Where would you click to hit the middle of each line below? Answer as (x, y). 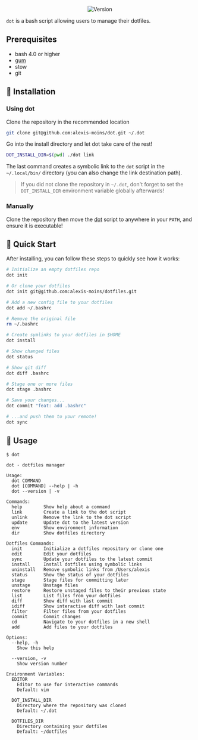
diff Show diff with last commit (62, 601)
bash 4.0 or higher (37, 54)
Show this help (36, 648)
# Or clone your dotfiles (38, 286)
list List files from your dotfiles (66, 595)
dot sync (17, 422)
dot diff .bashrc (28, 373)
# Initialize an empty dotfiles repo (53, 270)
